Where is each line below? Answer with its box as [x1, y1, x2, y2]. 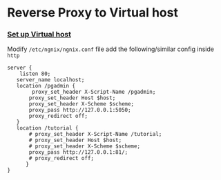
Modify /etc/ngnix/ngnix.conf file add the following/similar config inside [7, 45, 214, 53]
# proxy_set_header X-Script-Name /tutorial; [28, 131, 162, 138]
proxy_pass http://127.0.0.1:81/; [28, 149, 128, 156]
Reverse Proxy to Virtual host [7, 5, 178, 21]
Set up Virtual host [7, 30, 71, 39]
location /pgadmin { [16, 83, 76, 90]
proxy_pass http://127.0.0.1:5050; [28, 107, 131, 114]
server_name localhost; [16, 77, 85, 83]
